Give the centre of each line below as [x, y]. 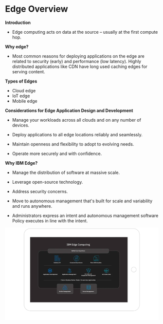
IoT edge [21, 96]
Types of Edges [21, 81]
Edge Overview [36, 9]
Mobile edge [25, 101]
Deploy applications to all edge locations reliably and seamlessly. [77, 134]
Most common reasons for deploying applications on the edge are [78, 56]
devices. [21, 125]
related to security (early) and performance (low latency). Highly [77, 61]
